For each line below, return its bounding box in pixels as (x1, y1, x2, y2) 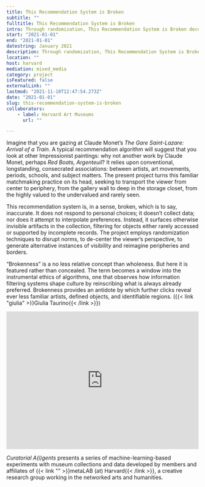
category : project (6, 72, 53, 78)
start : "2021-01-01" (6, 32, 59, 38)
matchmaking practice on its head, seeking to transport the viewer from (6, 178, 187, 185)
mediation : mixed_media (6, 65, 67, 72)
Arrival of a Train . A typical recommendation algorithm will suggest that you (6, 146, 197, 153)
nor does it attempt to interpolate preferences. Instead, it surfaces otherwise (6, 216, 198, 223)
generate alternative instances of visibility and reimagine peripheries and (6, 242, 190, 250)
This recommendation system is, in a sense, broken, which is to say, (6, 203, 178, 210)
